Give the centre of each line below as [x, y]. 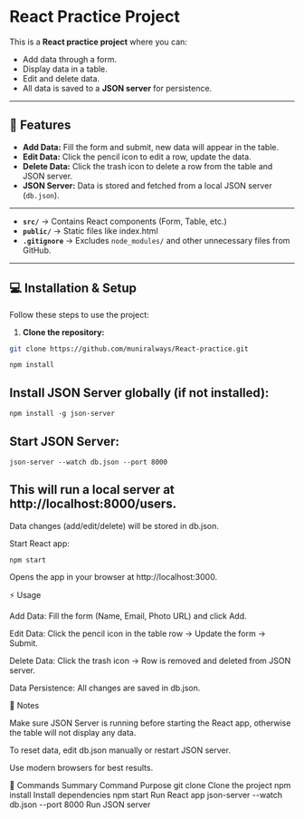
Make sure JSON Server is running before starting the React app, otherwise [150, 723]
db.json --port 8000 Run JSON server [80, 805]
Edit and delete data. [61, 78]
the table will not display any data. [73, 732]
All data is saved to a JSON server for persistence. [117, 88]
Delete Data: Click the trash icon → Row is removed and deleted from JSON [150, 660]
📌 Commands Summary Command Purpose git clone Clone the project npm [150, 785]
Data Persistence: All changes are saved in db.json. [105, 688]
